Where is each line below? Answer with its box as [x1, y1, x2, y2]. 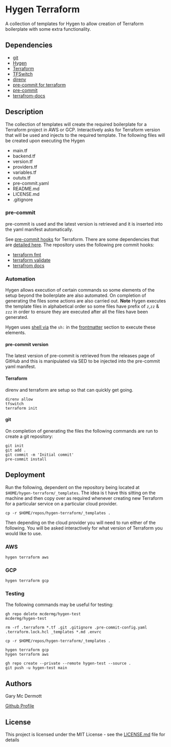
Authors [5, 679, 32, 688]
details [5, 737, 19, 743]
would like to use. [5, 530, 42, 536]
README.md [12, 186, 40, 192]
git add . [5, 448, 27, 453]
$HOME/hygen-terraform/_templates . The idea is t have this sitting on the [5, 490, 156, 496]
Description [5, 108, 43, 116]
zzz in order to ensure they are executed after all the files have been [5, 309, 148, 315]
